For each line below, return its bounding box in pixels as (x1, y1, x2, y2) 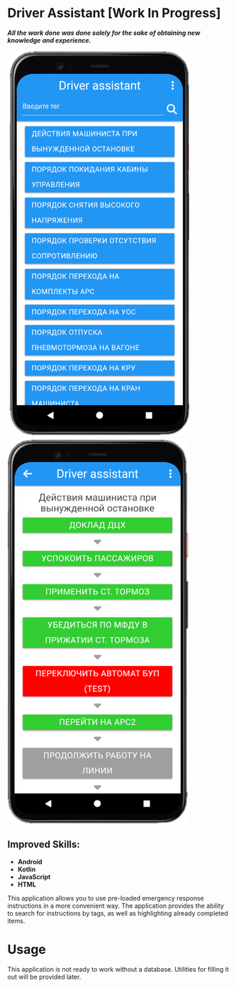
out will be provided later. (7, 972, 82, 981)
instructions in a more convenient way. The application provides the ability (7, 901, 225, 910)
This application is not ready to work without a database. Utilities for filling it (7, 965, 229, 973)
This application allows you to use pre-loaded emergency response (7, 893, 204, 902)
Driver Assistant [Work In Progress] (7, 5, 221, 21)
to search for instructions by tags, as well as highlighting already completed (7, 908, 228, 918)
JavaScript (17, 872, 51, 881)
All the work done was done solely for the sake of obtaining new (7, 28, 201, 37)
